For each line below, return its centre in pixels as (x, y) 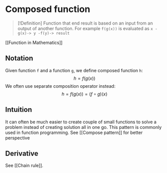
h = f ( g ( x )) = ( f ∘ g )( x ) (85, 94)
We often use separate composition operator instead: (60, 86)
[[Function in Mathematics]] (34, 42)
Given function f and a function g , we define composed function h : (74, 70)
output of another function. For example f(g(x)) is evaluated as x (85, 28)
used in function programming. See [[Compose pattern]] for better (74, 132)
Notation (19, 58)
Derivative (22, 153)
